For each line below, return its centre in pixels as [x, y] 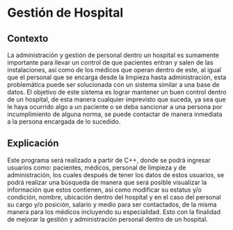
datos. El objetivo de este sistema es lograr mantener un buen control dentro [117, 92]
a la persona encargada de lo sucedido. [64, 122]
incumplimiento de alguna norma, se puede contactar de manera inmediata [115, 114]
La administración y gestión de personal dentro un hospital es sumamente [113, 55]
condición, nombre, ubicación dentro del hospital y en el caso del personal [114, 197]
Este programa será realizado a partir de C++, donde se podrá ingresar [109, 160]
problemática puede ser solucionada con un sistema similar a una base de [114, 84]
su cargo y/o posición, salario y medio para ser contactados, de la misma [112, 204]
